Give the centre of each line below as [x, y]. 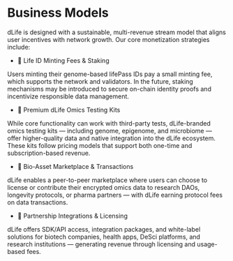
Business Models [58, 13]
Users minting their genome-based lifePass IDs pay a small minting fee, [110, 74]
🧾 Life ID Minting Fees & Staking [63, 60]
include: [19, 47]
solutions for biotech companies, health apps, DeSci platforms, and [104, 237]
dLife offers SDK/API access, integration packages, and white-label [104, 229]
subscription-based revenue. [49, 153]
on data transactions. [38, 202]
